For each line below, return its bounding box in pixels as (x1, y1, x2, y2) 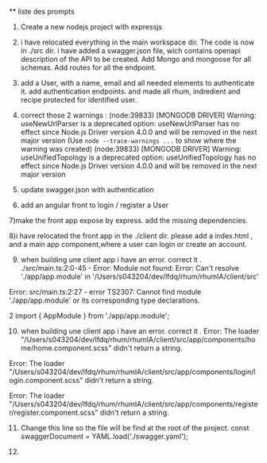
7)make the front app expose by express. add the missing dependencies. (9, 216, 249, 225)
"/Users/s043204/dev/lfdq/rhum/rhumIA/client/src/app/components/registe (9, 399, 258, 408)
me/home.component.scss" (20, 343, 112, 353)
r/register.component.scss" (9, 408, 99, 417)
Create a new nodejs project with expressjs (20, 22, 162, 31)
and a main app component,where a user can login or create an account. (9, 240, 247, 249)
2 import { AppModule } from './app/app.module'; (9, 311, 170, 320)
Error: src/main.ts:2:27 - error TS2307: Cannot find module (9, 287, 202, 296)
